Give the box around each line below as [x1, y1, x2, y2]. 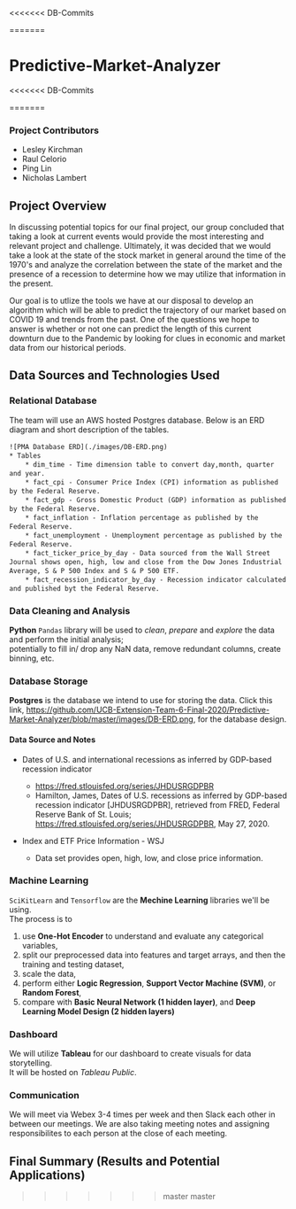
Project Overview [9, 198, 107, 213]
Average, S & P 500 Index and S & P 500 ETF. [9, 566, 179, 575]
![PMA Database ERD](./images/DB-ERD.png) [9, 442, 168, 451]
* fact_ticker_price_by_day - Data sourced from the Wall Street [25, 548, 271, 557]
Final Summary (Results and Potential [9, 1153, 220, 1168]
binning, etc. [9, 653, 55, 663]
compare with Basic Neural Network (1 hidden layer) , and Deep [21, 996, 256, 1007]
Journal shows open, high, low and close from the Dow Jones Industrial [9, 557, 283, 566]
